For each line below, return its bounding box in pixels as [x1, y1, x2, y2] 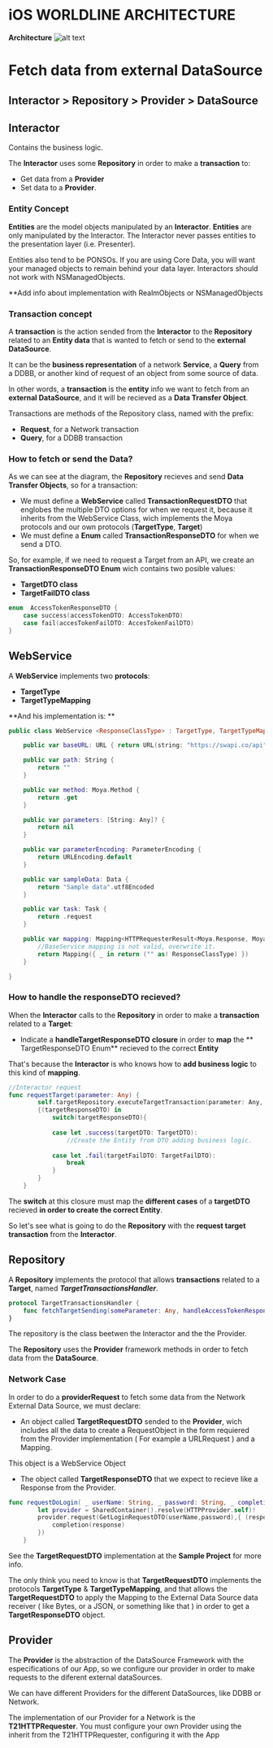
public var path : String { [23, 756, 115, 764]
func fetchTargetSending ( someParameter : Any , [23, 1306, 180, 1315]
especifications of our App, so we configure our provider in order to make [8, 1663, 255, 1673]
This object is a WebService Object [8, 1458, 126, 1468]
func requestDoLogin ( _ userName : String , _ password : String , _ [8, 1498, 235, 1506]
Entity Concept [8, 203, 69, 215]
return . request [37, 913, 93, 921]
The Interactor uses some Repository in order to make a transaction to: [8, 159, 250, 168]
